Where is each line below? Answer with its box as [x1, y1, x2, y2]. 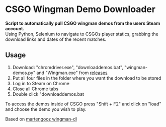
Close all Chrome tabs [12, 86, 59, 92]
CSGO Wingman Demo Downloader [5, 4, 156, 15]
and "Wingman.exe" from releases [36, 70, 108, 76]
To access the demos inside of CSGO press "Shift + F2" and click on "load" [5, 101, 162, 107]
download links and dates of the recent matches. [5, 36, 107, 42]
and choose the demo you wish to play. [5, 106, 87, 112]
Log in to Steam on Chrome [12, 80, 69, 86]
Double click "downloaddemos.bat [12, 91, 85, 97]
